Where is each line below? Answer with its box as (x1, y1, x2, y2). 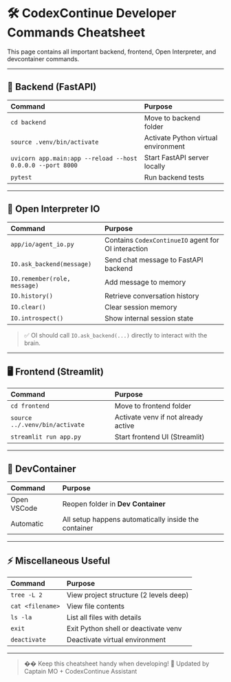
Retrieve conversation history (104, 291, 199, 300)
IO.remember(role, (10, 274, 71, 283)
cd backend (10, 118, 46, 126)
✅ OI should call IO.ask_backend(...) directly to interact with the (23, 331, 208, 339)
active (114, 421, 135, 430)
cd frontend (10, 402, 50, 410)
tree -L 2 (10, 591, 43, 599)
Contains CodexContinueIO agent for (104, 235, 220, 245)
